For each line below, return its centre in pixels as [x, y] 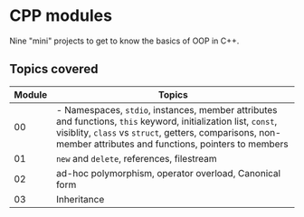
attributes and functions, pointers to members [191, 144]
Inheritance [80, 199]
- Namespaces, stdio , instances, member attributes [166, 109]
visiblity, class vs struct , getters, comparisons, [156, 132]
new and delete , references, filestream [136, 158]
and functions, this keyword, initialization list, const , [166, 121]
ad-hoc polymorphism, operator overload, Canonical [168, 173]
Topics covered [54, 69]
